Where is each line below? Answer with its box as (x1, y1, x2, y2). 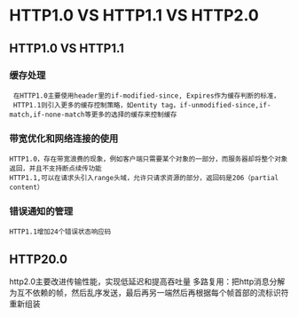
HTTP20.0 (9, 251, 68, 266)
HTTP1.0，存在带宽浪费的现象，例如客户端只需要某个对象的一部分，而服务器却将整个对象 (9, 155, 288, 164)
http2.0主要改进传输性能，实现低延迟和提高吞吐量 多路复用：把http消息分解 (9, 276, 286, 287)
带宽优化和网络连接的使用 (9, 132, 119, 145)
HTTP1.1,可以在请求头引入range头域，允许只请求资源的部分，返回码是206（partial (9, 174, 279, 183)
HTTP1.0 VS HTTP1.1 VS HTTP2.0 (9, 5, 259, 26)
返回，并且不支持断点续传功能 (9, 164, 102, 173)
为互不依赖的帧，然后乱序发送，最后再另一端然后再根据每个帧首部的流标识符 (9, 288, 289, 298)
